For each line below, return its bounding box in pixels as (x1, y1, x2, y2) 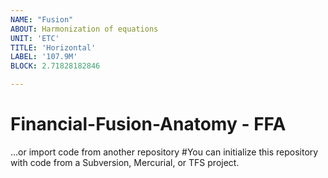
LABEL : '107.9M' (10, 52, 78, 62)
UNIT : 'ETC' (10, 33, 60, 43)
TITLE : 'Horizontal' (10, 42, 97, 53)
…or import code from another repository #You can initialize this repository (10, 146, 319, 158)
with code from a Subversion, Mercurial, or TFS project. (10, 156, 240, 168)
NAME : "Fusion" (10, 14, 74, 25)
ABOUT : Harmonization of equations (10, 24, 159, 34)
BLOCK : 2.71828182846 (10, 61, 101, 71)
